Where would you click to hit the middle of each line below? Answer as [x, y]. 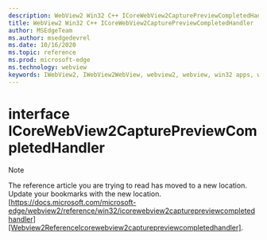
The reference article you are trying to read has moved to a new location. [128, 185]
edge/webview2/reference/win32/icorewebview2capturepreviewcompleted [132, 211]
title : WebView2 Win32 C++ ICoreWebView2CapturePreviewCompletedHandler [131, 23]
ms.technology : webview [48, 68]
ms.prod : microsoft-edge [49, 60]
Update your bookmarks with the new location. [85, 194]
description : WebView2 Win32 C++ [64, 15]
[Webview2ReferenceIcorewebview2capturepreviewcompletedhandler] [125, 227]
